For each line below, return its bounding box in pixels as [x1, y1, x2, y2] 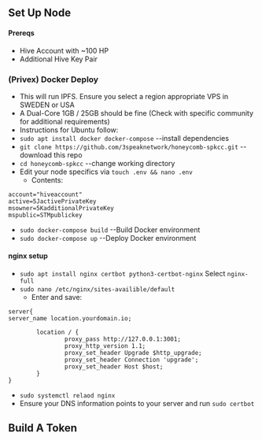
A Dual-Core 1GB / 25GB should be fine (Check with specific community [19, 108, 254, 117]
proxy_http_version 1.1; [64, 342, 146, 350]
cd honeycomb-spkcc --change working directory [19, 158, 175, 168]
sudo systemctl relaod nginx [19, 392, 116, 400]
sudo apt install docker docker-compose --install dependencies [19, 133, 230, 142]
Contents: [31, 175, 64, 184]
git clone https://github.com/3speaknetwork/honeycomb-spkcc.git [19, 143, 238, 151]
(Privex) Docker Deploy [8, 74, 99, 85]
